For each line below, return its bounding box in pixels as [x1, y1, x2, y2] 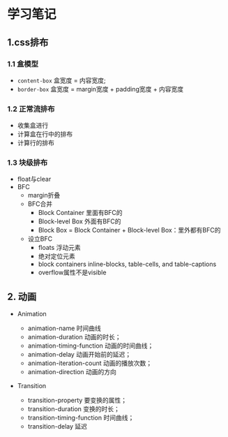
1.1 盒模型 [7, 59, 39, 68]
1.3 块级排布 [7, 158, 48, 168]
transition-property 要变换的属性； [27, 396, 128, 405]
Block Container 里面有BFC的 [38, 209, 123, 217]
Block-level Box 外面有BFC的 [38, 217, 121, 225]
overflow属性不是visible [38, 268, 107, 276]
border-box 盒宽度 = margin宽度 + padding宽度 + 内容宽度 [17, 84, 184, 93]
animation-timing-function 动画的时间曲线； [27, 341, 154, 350]
